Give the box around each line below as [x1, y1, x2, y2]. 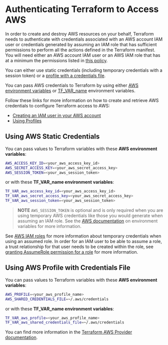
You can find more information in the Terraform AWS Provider [5, 329, 132, 335]
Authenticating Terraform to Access [5, 4, 159, 15]
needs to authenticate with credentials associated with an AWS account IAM [5, 36, 163, 42]
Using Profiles [12, 118, 42, 124]
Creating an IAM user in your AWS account [12, 112, 101, 119]
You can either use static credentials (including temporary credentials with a [5, 67, 163, 73]
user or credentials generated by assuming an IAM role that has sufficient [5, 41, 157, 47]
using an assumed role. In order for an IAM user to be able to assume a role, [5, 239, 162, 244]
